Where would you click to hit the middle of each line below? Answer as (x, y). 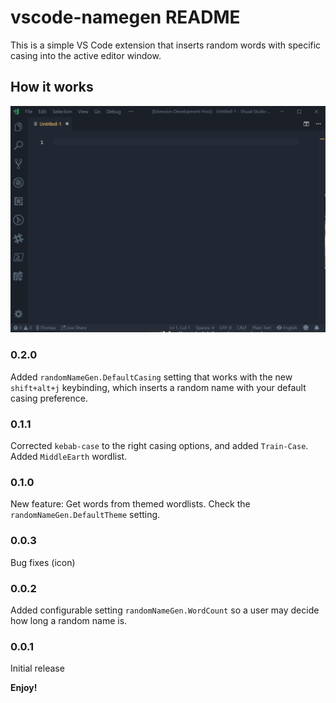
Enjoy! (24, 688)
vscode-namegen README (125, 17)
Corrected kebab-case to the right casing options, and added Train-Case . (159, 446)
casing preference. (49, 398)
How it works (52, 87)
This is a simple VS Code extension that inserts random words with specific (166, 45)
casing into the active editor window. (86, 55)
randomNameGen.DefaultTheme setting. (85, 515)
